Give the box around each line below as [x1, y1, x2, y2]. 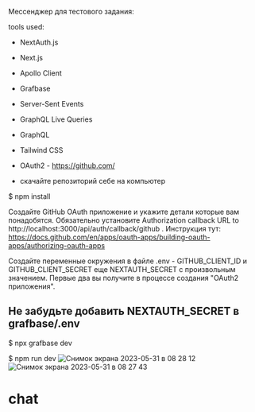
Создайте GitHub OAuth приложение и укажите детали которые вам [8, 207, 240, 216]
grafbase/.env [8, 317, 81, 331]
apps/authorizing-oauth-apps [8, 241, 106, 250]
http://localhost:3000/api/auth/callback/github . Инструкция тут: [8, 224, 221, 233]
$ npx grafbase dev [8, 338, 73, 348]
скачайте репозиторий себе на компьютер [19, 177, 166, 185]
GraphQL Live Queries [19, 115, 93, 124]
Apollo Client [19, 68, 62, 78]
